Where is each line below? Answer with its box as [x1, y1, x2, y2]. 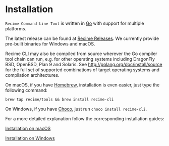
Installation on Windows [5, 135, 55, 141]
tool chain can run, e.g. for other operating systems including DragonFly [5, 56, 155, 62]
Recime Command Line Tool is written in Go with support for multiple [5, 20, 144, 26]
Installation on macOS [5, 125, 51, 131]
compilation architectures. [5, 72, 60, 78]
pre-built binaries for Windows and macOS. [5, 40, 95, 46]
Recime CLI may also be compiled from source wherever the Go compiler [5, 51, 157, 57]
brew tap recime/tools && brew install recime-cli [5, 97, 114, 102]
